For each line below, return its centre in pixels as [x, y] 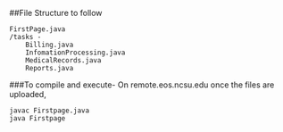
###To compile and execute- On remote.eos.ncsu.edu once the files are [142, 85]
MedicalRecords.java [63, 61]
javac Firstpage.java [50, 111]
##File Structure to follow [56, 13]
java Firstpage [37, 119]
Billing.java [50, 45]
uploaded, [28, 94]
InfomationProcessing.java [75, 53]
